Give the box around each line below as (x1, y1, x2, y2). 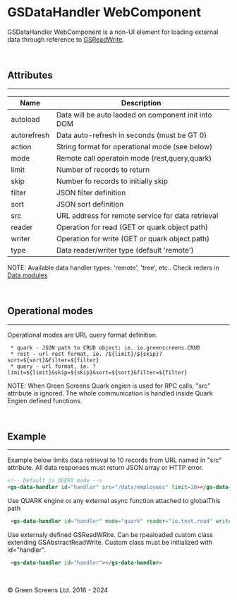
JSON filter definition (56, 187, 126, 197)
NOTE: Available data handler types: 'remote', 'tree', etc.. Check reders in (7, 263, 220, 272)
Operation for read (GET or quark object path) (56, 222, 208, 232)
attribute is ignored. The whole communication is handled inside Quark (7, 388, 213, 397)
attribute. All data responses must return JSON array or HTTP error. (7, 463, 204, 472)
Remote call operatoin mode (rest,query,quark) (56, 153, 212, 163)
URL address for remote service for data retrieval (56, 210, 219, 220)
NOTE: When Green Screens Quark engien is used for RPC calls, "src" (7, 381, 211, 390)
